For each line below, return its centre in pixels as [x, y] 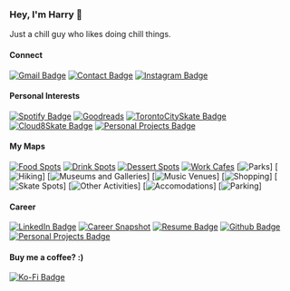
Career [23, 207]
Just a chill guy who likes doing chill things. [90, 34]
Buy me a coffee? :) [47, 257]
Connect [26, 54]
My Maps [27, 146]
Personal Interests [44, 96]
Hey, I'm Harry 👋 [46, 15]
